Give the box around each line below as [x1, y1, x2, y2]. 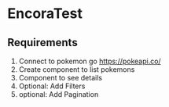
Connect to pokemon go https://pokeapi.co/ [18, 56, 162, 66]
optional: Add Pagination [18, 90, 99, 98]
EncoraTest [7, 5, 83, 23]
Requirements [7, 36, 78, 49]
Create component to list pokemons [18, 65, 135, 74]
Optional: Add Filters [18, 81, 86, 91]
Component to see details [18, 73, 103, 82]
